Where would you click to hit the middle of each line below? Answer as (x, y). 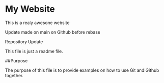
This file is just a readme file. (34, 51)
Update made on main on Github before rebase (53, 32)
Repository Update (24, 41)
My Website (30, 9)
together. (14, 75)
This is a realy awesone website (37, 23)
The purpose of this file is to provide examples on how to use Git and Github (82, 70)
